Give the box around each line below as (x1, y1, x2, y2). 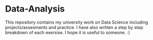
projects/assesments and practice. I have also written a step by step (5, 24, 144, 30)
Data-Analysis (5, 3, 65, 14)
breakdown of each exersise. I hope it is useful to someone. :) (5, 29, 130, 35)
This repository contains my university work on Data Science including (5, 19, 149, 25)
